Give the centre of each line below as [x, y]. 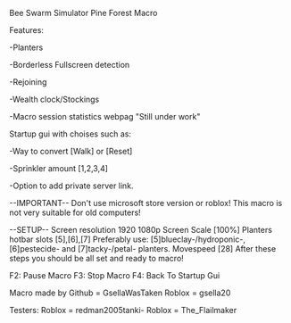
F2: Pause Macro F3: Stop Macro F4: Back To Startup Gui [115, 275]
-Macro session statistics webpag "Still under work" [105, 116]
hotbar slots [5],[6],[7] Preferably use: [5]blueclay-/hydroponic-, [127, 239]
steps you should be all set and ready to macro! [97, 258]
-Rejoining [28, 82]
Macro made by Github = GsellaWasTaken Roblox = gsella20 [120, 293]
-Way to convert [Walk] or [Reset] [71, 151]
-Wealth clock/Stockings [54, 99]
